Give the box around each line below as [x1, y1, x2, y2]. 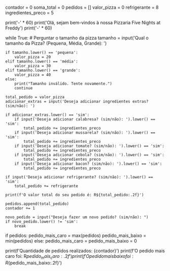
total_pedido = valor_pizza [5, 95, 65, 100]
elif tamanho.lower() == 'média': [5, 59, 79, 64]
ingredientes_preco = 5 [5, 10, 54, 16]
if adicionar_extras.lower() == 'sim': [5, 112, 90, 117]
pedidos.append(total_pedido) [5, 201, 70, 206]
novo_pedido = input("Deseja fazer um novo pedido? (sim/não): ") [5, 215, 149, 220]
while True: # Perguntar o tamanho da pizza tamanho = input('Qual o [5, 35, 149, 41]
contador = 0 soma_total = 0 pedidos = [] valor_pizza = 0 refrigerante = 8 [5, 5, 159, 10]
